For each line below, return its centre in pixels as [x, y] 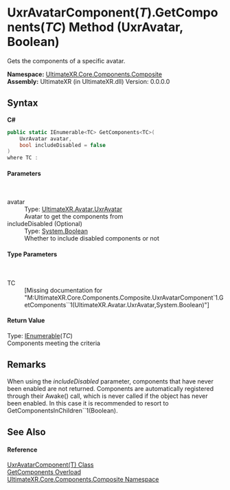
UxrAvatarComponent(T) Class [50, 465]
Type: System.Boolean [56, 231]
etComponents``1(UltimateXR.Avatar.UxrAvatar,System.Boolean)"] [117, 304]
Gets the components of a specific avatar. [66, 60]
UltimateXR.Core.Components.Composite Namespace [83, 480]
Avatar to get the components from [74, 216]
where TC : [23, 158]
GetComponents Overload [44, 472]
